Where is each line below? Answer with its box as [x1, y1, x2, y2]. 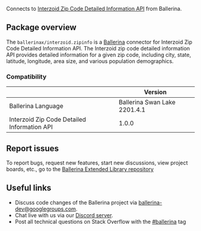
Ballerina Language [9, 102, 64, 110]
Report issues [6, 143, 59, 154]
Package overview [6, 22, 77, 32]
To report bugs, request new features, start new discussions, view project [6, 159, 188, 166]
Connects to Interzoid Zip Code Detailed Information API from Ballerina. [6, 5, 182, 12]
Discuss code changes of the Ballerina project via [14, 199, 138, 206]
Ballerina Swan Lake [118, 98, 176, 107]
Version [144, 88, 167, 97]
